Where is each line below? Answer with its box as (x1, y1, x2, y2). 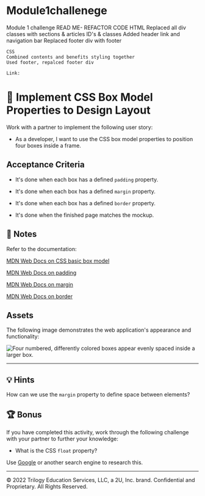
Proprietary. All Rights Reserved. (6, 483, 88, 490)
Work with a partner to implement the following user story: (6, 123, 153, 131)
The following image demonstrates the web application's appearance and (6, 326, 192, 334)
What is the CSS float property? (15, 447, 98, 454)
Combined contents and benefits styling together (6, 54, 135, 60)
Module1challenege (6, 4, 108, 18)
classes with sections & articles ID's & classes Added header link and (6, 30, 180, 37)
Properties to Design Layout (6, 103, 151, 117)
